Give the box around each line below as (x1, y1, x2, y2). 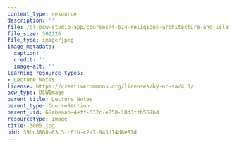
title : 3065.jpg (7, 122, 55, 129)
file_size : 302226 (7, 30, 61, 37)
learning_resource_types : (7, 69, 83, 76)
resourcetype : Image (7, 115, 68, 122)
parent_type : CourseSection (7, 102, 90, 110)
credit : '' (13, 57, 46, 64)
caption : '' (13, 50, 49, 57)
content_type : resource (7, 10, 78, 18)
